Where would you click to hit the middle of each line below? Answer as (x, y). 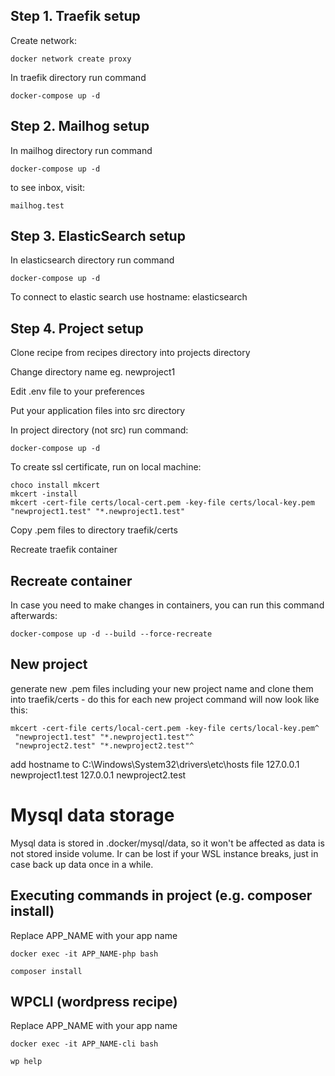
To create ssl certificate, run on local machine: (106, 467)
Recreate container (71, 580)
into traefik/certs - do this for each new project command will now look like (165, 699)
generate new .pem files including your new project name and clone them (162, 688)
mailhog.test (37, 205)
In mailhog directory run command (81, 150)
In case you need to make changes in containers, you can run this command (167, 605)
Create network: (43, 40)
